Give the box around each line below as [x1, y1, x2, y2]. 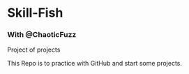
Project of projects [7, 45, 61, 54]
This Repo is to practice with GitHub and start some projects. [7, 59, 183, 68]
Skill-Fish [7, 5, 63, 21]
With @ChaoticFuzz [7, 30, 77, 40]
